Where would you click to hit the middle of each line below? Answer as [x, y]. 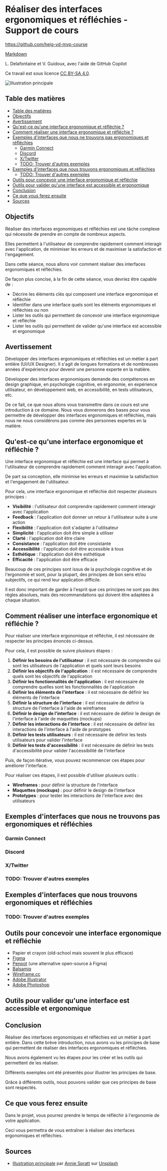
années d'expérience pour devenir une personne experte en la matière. [78, 369]
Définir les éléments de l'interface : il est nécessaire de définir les [81, 692]
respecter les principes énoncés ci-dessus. [49, 641]
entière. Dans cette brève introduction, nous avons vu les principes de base [83, 1043]
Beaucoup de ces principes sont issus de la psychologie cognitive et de [79, 569]
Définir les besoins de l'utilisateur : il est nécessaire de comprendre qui [86, 660]
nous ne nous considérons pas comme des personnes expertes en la [76, 421]
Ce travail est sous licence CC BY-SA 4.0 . [48, 73]
